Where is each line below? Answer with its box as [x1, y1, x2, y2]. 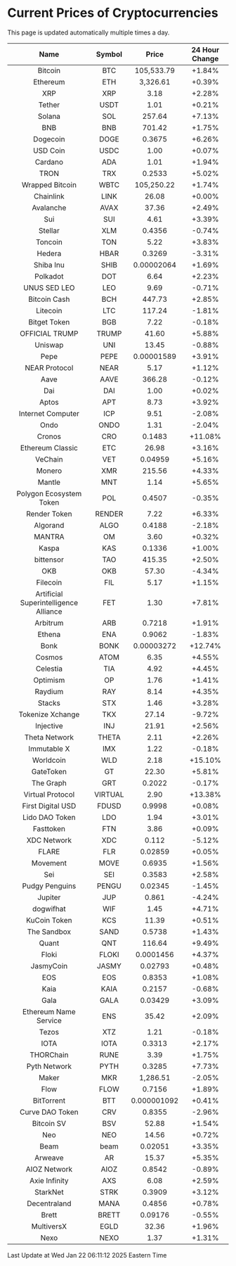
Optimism [33, 675, 65, 685]
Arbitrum [34, 618, 64, 628]
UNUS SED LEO [23, 283, 75, 293]
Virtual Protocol [23, 790, 75, 799]
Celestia [35, 664, 63, 673]
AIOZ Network [25, 1164, 73, 1174]
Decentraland [27, 1198, 72, 1208]
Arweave [34, 1153, 65, 1163]
